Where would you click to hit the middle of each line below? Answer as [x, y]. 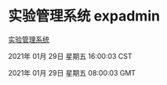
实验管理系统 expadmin [84, 16]
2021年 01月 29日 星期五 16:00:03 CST [70, 56]
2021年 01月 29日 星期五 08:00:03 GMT [72, 72]
